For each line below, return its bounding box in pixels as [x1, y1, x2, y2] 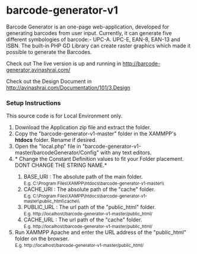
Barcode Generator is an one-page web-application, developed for [6, 23, 170, 30]
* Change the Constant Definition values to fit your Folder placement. [14, 155, 184, 163]
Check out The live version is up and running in [6, 60, 122, 67]
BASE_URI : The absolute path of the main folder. [23, 173, 143, 180]
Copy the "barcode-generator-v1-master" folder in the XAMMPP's [14, 130, 177, 137]
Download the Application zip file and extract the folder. [14, 124, 151, 131]
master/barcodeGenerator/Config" [14, 149, 99, 156]
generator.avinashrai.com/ [6, 66, 71, 73]
